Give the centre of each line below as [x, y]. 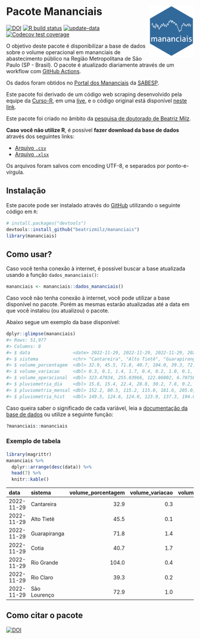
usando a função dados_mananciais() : [52, 275]
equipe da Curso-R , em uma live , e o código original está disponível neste [97, 101]
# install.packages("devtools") [46, 223]
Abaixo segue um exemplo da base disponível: [63, 322]
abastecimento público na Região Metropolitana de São [74, 58]
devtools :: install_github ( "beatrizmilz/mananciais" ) [73, 229]
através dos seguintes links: [40, 136]
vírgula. [15, 172]
